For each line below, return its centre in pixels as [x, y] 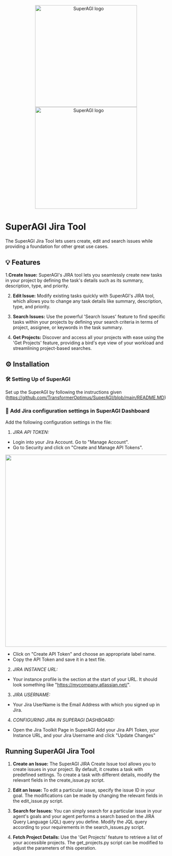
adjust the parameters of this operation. [55, 848]
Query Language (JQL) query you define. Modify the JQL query [80, 822]
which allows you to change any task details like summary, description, [88, 301]
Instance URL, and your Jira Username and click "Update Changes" [84, 735]
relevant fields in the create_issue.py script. [59, 780]
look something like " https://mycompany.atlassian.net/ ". [71, 684]
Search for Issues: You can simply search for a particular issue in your [87, 811]
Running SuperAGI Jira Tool [50, 751]
